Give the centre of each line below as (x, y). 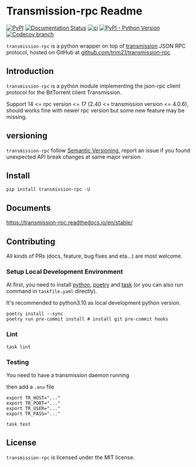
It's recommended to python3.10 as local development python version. (93, 303)
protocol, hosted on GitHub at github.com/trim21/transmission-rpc (88, 52)
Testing (17, 362)
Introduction (30, 71)
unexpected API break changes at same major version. (74, 157)
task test (19, 424)
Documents (29, 208)
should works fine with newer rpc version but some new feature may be (96, 110)
